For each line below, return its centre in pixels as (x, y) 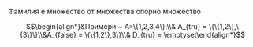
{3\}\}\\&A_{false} (48, 35)
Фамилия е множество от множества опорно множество (104, 11)
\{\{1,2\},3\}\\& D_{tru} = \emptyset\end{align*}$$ (165, 35)
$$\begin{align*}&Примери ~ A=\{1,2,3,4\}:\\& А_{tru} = (117, 26)
